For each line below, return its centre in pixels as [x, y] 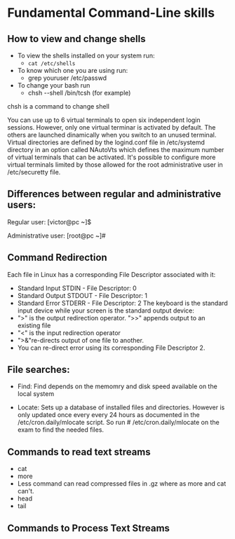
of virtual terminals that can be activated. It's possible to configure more [112, 157]
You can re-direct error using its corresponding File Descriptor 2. [111, 348]
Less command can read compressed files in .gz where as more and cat [122, 484]
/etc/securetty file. [34, 172]
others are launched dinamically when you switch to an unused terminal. [112, 135]
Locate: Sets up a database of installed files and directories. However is [121, 407]
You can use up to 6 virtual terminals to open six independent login [104, 120]
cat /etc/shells [52, 64]
